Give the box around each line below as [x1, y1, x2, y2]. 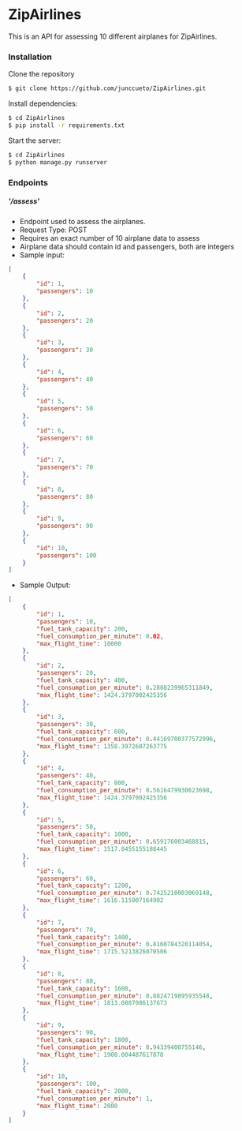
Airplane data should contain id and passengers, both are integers [19, 242, 235, 251]
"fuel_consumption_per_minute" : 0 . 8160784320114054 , [36, 941, 214, 949]
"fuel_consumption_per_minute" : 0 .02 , [36, 632, 164, 640]
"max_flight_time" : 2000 [36, 1102, 118, 1110]
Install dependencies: [8, 99, 78, 108]
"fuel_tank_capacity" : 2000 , [36, 1087, 132, 1095]
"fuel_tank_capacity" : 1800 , [36, 1036, 132, 1043]
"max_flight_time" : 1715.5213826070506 [36, 948, 168, 956]
